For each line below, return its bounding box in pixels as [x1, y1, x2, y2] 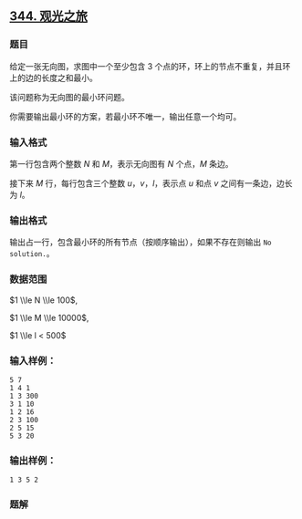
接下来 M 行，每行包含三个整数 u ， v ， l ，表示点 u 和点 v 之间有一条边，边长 [9, 177, 293, 189]
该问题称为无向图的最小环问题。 [9, 91, 130, 102]
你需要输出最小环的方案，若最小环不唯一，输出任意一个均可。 [9, 110, 242, 121]
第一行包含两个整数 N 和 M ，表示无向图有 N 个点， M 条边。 [9, 158, 234, 169]
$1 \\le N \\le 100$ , [9, 295, 78, 306]
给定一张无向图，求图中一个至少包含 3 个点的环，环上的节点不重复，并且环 [9, 60, 291, 71]
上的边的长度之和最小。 [9, 72, 98, 83]
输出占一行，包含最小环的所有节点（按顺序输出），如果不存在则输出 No [9, 236, 272, 248]
